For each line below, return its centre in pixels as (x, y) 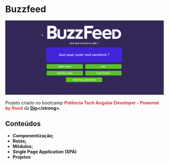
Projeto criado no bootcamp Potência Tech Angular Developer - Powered (82, 103)
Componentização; (33, 136)
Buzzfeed (26, 9)
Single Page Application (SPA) (45, 152)
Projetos (22, 157)
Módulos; (23, 146)
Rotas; (19, 141)
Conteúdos (23, 124)
